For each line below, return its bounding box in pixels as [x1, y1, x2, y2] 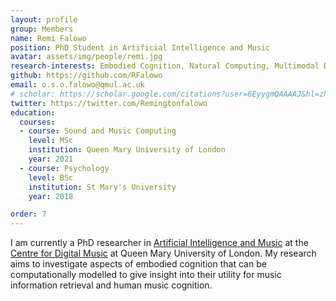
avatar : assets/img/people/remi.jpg [10, 52, 163, 62]
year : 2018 [28, 191, 74, 201]
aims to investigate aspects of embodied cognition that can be [10, 258, 267, 270]
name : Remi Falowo [10, 33, 87, 43]
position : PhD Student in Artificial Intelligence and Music [10, 42, 271, 53]
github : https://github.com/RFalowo [10, 71, 163, 81]
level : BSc [28, 172, 74, 183]
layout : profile [10, 14, 78, 25]
